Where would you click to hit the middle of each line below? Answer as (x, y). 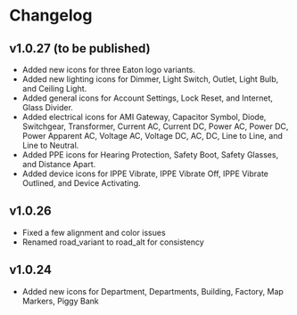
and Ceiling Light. (54, 89)
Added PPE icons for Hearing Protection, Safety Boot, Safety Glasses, (150, 155)
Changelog (51, 16)
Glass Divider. (48, 107)
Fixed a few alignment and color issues (94, 232)
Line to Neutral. (50, 145)
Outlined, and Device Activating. (81, 183)
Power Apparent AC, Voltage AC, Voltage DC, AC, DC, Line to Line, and (153, 136)
